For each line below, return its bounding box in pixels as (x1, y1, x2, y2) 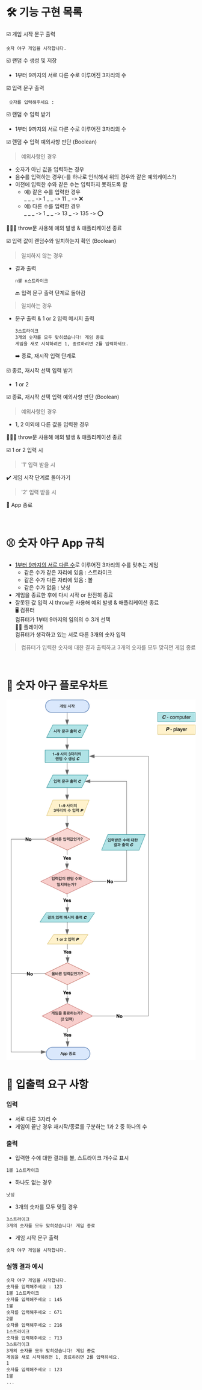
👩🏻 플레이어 (14, 623, 43, 631)
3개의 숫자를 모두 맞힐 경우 (14, 1203, 78, 1210)
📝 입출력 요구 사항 (6, 1077, 89, 1091)
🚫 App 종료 (6, 501, 33, 508)
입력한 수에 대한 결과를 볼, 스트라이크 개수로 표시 (14, 1154, 129, 1162)
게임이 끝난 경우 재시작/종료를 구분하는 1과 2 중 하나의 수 (14, 1122, 147, 1130)
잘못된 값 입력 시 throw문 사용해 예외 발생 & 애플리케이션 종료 (14, 599, 159, 606)
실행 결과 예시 (6, 1262, 44, 1271)
